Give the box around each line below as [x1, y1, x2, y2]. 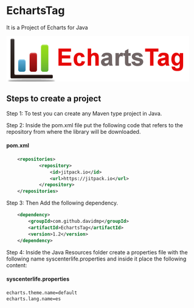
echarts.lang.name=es [6, 296, 61, 302]
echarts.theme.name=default [6, 290, 78, 296]
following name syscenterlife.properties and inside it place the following [6, 255, 187, 262]
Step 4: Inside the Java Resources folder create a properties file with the [6, 248, 188, 256]
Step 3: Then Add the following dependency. [6, 199, 119, 207]
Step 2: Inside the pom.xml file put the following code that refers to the [6, 121, 184, 128]
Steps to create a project [6, 94, 102, 104]
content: [6, 261, 27, 268]
